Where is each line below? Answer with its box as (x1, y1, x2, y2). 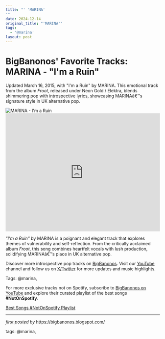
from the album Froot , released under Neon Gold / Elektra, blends (5, 87, 138, 93)
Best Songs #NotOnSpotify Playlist (5, 305, 75, 311)
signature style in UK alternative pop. (5, 98, 80, 104)
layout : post (5, 35, 32, 40)
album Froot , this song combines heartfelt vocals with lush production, (5, 246, 148, 252)
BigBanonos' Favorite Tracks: (5, 56, 128, 67)
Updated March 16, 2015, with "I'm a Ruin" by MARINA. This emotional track (5, 82, 159, 88)
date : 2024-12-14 (5, 16, 41, 21)
